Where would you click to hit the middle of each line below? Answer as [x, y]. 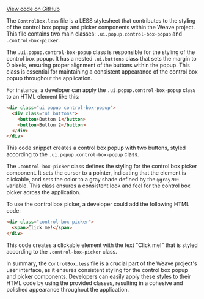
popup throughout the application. [49, 78]
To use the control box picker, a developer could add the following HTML [98, 204]
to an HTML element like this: [43, 97]
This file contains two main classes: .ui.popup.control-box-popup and [94, 34]
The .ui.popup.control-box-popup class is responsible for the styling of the [101, 52]
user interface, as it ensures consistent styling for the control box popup [97, 270]
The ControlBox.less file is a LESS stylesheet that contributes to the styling [101, 21]
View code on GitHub [33, 9]
